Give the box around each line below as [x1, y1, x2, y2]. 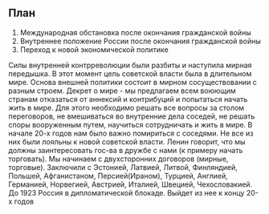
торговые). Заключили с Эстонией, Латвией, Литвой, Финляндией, [8, 162, 238, 172]
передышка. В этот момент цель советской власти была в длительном [8, 68, 252, 79]
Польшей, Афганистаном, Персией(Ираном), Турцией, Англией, [8, 171, 228, 180]
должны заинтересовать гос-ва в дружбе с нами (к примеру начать [8, 145, 243, 155]
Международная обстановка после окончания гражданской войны [19, 27, 251, 37]
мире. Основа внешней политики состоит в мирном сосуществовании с [8, 77, 257, 87]
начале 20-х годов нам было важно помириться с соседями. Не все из [8, 128, 255, 138]
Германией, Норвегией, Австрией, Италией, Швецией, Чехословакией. [8, 180, 253, 189]
